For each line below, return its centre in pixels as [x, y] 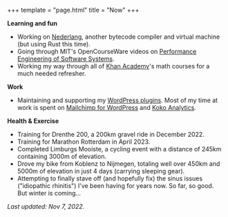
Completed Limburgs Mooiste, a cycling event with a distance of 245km [120, 149]
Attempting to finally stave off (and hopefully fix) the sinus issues [110, 178]
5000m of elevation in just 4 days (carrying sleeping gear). [101, 171]
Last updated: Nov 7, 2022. [46, 206]
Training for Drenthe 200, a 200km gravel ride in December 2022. [111, 134]
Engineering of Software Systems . [66, 59]
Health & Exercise [33, 121]
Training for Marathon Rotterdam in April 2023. [84, 142]
